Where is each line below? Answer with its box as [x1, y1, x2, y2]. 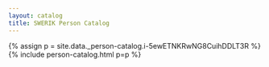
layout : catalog [8, 11, 63, 20]
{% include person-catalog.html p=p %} [8, 49, 142, 59]
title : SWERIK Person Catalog [8, 19, 110, 27]
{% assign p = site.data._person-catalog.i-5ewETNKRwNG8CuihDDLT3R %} [8, 41, 262, 50]
